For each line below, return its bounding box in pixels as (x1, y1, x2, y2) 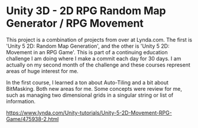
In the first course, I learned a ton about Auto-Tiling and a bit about (6, 78, 169, 86)
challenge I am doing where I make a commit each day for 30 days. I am (6, 55, 181, 62)
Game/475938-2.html (6, 115, 59, 122)
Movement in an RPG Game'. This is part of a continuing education (6, 48, 168, 55)
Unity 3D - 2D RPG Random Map (6, 4, 167, 18)
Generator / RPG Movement (6, 17, 144, 30)
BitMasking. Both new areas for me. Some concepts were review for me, (6, 85, 182, 92)
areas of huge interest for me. (6, 67, 79, 74)
